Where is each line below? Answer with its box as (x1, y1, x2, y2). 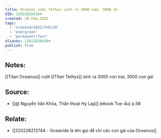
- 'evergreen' (9, 30, 38, 34)
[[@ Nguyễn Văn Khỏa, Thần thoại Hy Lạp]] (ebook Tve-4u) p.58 (12, 101, 141, 107)
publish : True (5, 43, 34, 48)
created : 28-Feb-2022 (5, 16, 49, 21)
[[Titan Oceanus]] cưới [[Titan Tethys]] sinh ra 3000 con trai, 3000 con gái (5, 74, 154, 80)
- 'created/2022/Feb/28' (9, 25, 59, 30)
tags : (5, 20, 16, 26)
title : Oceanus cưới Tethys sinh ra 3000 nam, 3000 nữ (5, 7, 118, 12)
